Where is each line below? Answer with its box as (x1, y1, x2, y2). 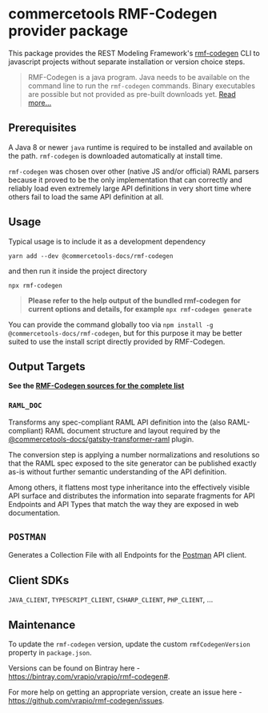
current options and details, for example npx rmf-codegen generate (27, 304, 252, 313)
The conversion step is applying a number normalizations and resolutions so (8, 449, 260, 459)
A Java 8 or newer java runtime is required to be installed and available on (8, 142, 254, 152)
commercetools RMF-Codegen (8, 5, 218, 23)
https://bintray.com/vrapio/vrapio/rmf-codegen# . (8, 672, 170, 682)
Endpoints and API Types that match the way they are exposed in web (8, 499, 239, 509)
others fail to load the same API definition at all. (8, 191, 164, 201)
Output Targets (8, 360, 86, 373)
